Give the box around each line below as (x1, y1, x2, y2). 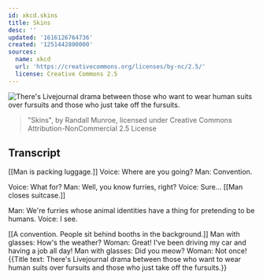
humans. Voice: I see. (8, 214, 78, 224)
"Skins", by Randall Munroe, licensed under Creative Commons (27, 115, 232, 124)
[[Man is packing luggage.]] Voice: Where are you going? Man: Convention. (8, 167, 253, 177)
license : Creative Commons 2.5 (15, 70, 118, 78)
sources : (8, 48, 37, 56)
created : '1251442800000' (8, 41, 93, 49)
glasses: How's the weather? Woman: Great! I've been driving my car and (8, 238, 246, 248)
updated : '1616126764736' (8, 33, 93, 42)
